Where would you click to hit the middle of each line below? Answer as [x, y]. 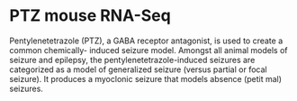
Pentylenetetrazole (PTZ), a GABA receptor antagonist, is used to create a [146, 41]
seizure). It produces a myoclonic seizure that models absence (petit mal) [145, 78]
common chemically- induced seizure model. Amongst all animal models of [148, 50]
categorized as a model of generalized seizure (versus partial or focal [138, 69]
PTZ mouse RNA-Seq [90, 16]
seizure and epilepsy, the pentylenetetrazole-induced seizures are [132, 60]
